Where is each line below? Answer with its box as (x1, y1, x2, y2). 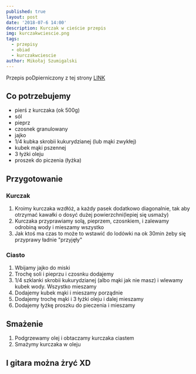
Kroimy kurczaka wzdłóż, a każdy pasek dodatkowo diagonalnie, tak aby (14, 205, 190, 212)
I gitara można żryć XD (6, 358, 91, 368)
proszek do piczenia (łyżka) (14, 157, 82, 164)
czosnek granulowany (14, 125, 69, 133)
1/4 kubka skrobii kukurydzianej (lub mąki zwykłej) (14, 138, 137, 145)
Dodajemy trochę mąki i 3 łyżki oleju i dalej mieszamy (14, 296, 144, 303)
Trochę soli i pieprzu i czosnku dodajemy (14, 270, 114, 277)
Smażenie (6, 319, 43, 329)
